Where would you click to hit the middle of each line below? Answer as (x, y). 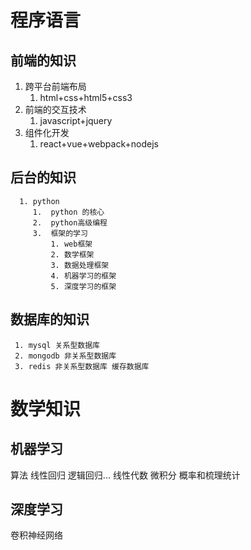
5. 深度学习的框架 (83, 286)
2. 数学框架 (72, 254)
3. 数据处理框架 (80, 265)
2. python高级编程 (70, 222)
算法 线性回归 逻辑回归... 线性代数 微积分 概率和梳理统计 (125, 475)
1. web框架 (71, 244)
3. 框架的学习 (60, 233)
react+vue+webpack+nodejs (99, 144)
